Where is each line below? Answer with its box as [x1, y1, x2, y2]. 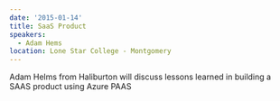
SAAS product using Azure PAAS [9, 81, 132, 92]
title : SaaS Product [9, 22, 88, 31]
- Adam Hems [17, 38, 63, 48]
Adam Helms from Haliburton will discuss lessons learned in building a [9, 71, 272, 82]
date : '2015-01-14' [9, 13, 83, 23]
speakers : [9, 30, 47, 39]
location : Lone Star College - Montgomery [9, 47, 172, 56]
